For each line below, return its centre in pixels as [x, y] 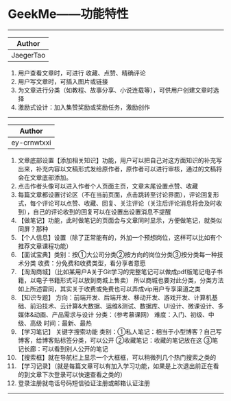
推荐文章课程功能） [45, 246]
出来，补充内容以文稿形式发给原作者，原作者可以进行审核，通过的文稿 [117, 169]
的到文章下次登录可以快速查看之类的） [72, 374]
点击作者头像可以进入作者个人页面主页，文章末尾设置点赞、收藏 [108, 186]
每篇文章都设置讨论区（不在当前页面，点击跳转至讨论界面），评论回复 [115, 194]
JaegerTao [28, 55]
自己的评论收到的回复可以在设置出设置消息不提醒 [102, 211]
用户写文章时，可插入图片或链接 [63, 81]
